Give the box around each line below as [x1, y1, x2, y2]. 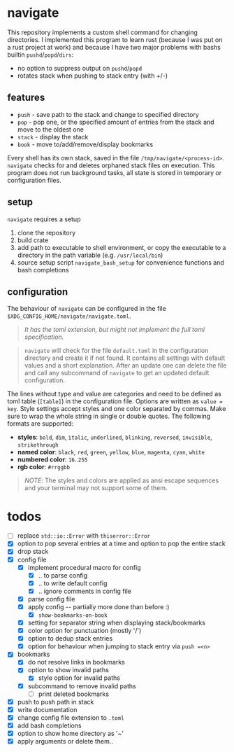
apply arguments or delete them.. [17, 737, 114, 745]
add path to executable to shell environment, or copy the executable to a [17, 243, 226, 251]
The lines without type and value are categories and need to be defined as [7, 390, 221, 398]
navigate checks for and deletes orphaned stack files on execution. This [7, 161, 215, 169]
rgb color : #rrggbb [17, 463, 71, 471]
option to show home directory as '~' [17, 729, 124, 737]
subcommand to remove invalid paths [27, 681, 136, 690]
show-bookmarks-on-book [38, 611, 108, 619]
